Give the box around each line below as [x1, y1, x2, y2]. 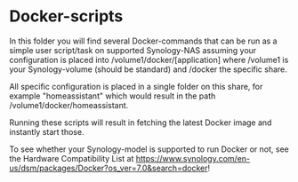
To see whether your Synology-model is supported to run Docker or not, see [9, 144, 289, 154]
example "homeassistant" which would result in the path [9, 91, 216, 101]
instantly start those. [9, 126, 85, 137]
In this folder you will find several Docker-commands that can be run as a [9, 36, 278, 46]
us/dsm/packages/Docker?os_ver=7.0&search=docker [9, 162, 208, 173]
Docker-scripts [9, 6, 124, 27]
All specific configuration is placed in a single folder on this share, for [9, 81, 263, 91]
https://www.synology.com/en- [135, 153, 251, 163]
